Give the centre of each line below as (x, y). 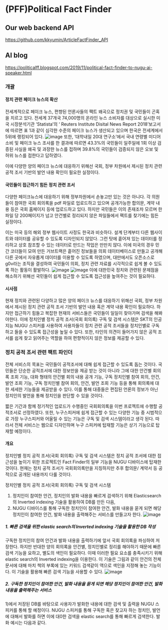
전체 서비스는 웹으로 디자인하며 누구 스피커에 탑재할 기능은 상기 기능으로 (84, 425)
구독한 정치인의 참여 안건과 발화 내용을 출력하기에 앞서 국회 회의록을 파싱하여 (80, 540)
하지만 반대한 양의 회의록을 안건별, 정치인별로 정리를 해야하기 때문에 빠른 (90, 546)
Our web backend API (39, 28)
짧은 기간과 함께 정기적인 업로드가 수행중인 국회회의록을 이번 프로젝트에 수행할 (81, 406)
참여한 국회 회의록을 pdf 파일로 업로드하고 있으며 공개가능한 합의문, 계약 (84, 203)
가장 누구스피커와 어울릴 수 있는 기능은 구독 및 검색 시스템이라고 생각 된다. (82, 418)
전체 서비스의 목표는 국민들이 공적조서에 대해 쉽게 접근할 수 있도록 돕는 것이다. (81, 364)
